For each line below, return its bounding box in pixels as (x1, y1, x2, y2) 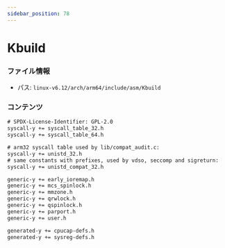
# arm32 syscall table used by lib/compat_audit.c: (7, 144, 160, 151)
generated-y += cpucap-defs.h (7, 227, 95, 234)
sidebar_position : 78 (7, 10, 70, 17)
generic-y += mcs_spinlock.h (7, 182, 92, 190)
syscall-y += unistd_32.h (7, 150, 82, 157)
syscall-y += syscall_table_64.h (7, 131, 104, 139)
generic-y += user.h (7, 215, 67, 222)
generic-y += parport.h (7, 208, 76, 215)
